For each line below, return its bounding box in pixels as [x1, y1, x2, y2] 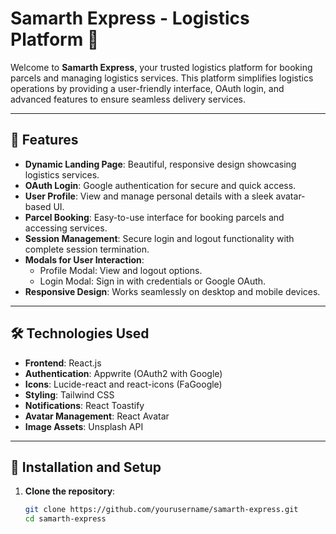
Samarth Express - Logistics [10, 7, 250, 30]
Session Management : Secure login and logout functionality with [24, 232, 295, 244]
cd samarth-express [24, 514, 107, 524]
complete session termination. [24, 243, 150, 255]
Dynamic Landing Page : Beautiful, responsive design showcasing [24, 158, 297, 170]
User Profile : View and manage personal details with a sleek [24, 190, 274, 202]
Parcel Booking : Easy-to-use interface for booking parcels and [24, 211, 285, 223]
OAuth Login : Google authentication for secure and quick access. [24, 179, 297, 191]
